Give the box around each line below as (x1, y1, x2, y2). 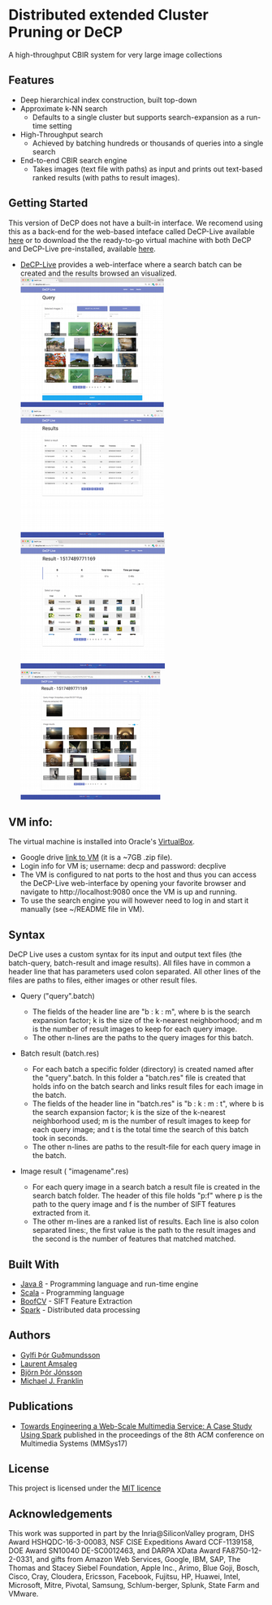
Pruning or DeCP (8, 23, 123, 41)
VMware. (8, 1589, 39, 1598)
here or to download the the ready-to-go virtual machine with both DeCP (8, 235, 252, 245)
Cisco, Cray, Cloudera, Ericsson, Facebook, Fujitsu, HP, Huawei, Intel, (8, 1572, 241, 1581)
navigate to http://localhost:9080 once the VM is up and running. (19, 887, 238, 897)
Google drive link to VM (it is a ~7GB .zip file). (19, 852, 173, 862)
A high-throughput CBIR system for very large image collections (8, 50, 222, 59)
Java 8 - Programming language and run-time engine (19, 1279, 199, 1289)
